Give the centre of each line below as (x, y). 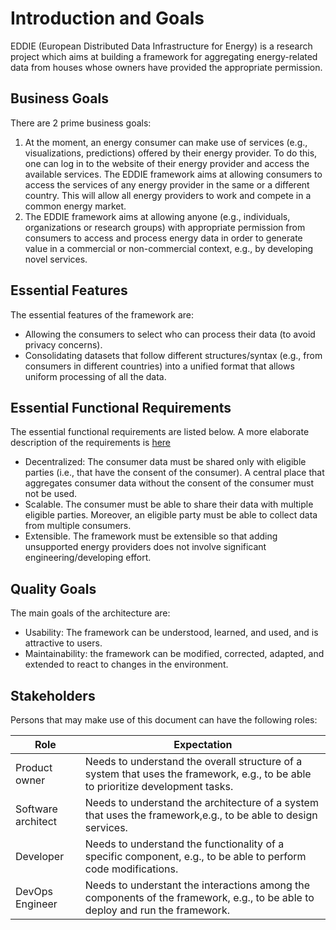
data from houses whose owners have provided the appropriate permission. (166, 67)
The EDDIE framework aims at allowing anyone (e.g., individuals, (157, 216)
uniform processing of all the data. (95, 376)
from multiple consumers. (78, 526)
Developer (40, 856)
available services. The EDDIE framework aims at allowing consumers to (173, 174)
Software (36, 809)
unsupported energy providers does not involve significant (145, 547)
